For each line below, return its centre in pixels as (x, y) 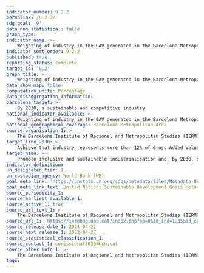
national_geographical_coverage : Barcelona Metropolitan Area (87, 125)
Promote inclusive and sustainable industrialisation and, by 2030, (106, 159)
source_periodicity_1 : (35, 193)
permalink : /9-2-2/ (31, 18)
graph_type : (21, 35)
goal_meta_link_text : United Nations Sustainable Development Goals (95, 187)
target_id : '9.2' (28, 68)
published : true (27, 57)
